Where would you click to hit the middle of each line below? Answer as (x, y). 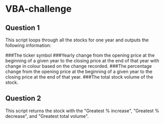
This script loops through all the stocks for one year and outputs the (77, 40)
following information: (28, 45)
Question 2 (23, 98)
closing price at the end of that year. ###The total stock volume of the (79, 77)
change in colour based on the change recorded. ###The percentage (79, 66)
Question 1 (23, 28)
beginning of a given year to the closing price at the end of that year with (82, 61)
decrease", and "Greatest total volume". (47, 116)
